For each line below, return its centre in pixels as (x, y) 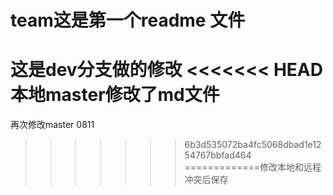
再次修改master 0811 (52, 125)
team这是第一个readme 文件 (128, 20)
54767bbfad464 (218, 155)
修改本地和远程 (290, 167)
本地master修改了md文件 (115, 95)
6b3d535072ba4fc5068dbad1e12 (253, 145)
